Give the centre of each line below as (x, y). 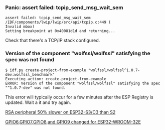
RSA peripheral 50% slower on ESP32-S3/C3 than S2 (60, 112)
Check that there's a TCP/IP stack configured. (53, 40)
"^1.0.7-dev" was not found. (36, 88)
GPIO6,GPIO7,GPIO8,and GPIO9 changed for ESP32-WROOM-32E (73, 121)
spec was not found (30, 60)
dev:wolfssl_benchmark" (30, 74)
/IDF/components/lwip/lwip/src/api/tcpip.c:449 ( (58, 22)
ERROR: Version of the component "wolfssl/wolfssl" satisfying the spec (83, 83)
